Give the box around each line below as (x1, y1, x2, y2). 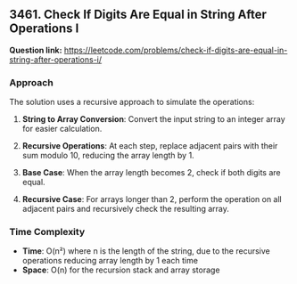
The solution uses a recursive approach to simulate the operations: (9, 97, 255, 108)
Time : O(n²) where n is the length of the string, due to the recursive (21, 246, 270, 256)
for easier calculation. (21, 124, 103, 134)
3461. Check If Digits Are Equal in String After (9, 7, 268, 22)
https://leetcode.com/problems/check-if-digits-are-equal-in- (63, 45, 288, 55)
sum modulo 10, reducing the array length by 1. (21, 150, 194, 161)
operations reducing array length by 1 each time (21, 256, 199, 266)
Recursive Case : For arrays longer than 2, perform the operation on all (21, 194, 283, 205)
